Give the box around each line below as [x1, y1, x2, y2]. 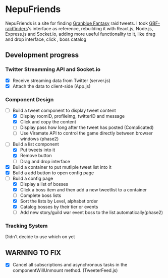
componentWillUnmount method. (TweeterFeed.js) [12, 267, 118, 273]
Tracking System [5, 223, 48, 230]
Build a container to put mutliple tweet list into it [12, 164, 112, 170]
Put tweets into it [20, 147, 55, 153]
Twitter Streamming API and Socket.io [5, 66, 101, 73]
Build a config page [12, 175, 53, 181]
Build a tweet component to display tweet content [12, 107, 116, 114]
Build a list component [12, 141, 59, 147]
